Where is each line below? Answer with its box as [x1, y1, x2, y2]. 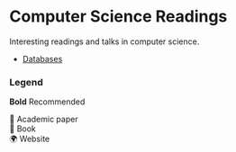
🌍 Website [9, 133, 50, 145]
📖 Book [9, 123, 36, 134]
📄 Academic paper [9, 114, 78, 125]
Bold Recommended [9, 96, 86, 107]
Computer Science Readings [9, 6, 228, 27]
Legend [9, 76, 43, 88]
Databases [22, 53, 63, 64]
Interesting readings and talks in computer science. [9, 36, 200, 47]
